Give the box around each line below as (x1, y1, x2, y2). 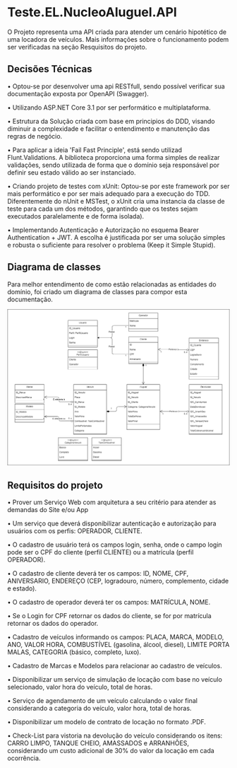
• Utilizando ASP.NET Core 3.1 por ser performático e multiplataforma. (7, 103, 211, 112)
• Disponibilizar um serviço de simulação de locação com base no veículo (7, 675, 222, 684)
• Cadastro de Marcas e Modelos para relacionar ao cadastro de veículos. (7, 662, 222, 670)
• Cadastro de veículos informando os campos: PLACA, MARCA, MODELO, (7, 633, 224, 641)
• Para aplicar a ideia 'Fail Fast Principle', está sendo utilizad (7, 146, 182, 154)
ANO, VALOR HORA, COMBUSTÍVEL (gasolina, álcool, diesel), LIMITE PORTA (7, 641, 230, 649)
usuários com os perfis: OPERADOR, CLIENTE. (7, 527, 142, 535)
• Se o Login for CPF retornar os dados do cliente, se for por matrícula (7, 612, 212, 620)
